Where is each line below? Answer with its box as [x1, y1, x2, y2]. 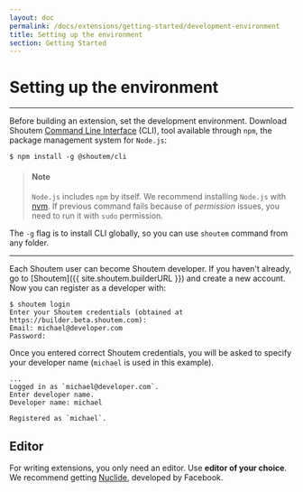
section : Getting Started [9, 38, 106, 48]
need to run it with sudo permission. [31, 210, 164, 221]
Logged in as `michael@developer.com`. [9, 383, 160, 392]
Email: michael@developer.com [9, 324, 124, 333]
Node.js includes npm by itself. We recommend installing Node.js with [31, 191, 287, 202]
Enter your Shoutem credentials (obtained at [9, 308, 183, 317]
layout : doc [9, 13, 54, 23]
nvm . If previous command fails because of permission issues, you [31, 200, 280, 212]
